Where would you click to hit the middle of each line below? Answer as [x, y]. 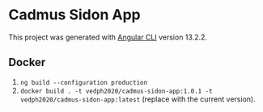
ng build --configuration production [84, 82]
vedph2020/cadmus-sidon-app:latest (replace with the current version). [138, 99]
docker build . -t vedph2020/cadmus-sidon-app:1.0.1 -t [116, 91]
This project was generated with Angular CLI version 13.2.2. [108, 37]
